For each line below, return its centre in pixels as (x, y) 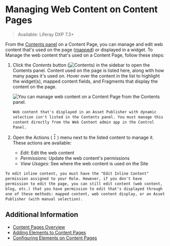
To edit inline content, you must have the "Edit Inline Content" (77, 174)
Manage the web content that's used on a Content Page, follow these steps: (85, 55)
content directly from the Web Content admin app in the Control (83, 122)
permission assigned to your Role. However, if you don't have (74, 179)
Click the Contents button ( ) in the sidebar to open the (81, 65)
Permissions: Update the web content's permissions (75, 158)
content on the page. (35, 87)
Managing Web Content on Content (81, 9)
